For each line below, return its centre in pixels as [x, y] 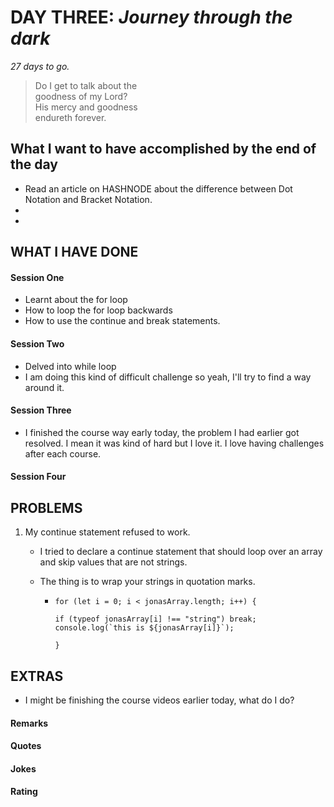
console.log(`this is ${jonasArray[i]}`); [144, 628]
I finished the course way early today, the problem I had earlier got [162, 432]
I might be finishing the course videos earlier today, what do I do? [159, 700]
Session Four [38, 477]
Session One [37, 277]
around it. [44, 387]
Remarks [29, 723]
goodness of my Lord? [81, 96]
